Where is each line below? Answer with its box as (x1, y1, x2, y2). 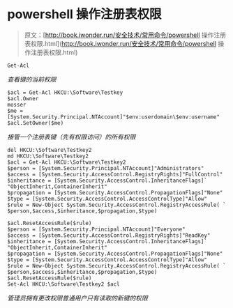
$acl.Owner (7, 95, 39, 102)
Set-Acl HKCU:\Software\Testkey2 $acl (7, 280, 120, 288)
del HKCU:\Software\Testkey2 (7, 146, 92, 153)
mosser (7, 101, 27, 108)
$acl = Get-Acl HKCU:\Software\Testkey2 (7, 158, 127, 166)
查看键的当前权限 (7, 75, 57, 84)
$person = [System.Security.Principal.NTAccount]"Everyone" (7, 226, 186, 233)
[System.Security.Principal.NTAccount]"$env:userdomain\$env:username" (7, 113, 220, 121)
